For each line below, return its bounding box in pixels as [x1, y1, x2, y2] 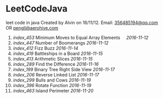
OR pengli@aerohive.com [6, 24, 59, 30]
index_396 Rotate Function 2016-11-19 [13, 82, 92, 88]
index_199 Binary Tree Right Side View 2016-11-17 [13, 66, 115, 72]
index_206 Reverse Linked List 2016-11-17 [13, 71, 99, 77]
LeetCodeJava [6, 3, 68, 14]
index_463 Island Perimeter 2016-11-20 [13, 87, 94, 93]
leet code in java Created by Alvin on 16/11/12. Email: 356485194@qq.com [6, 19, 158, 25]
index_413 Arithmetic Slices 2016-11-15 [13, 55, 93, 61]
